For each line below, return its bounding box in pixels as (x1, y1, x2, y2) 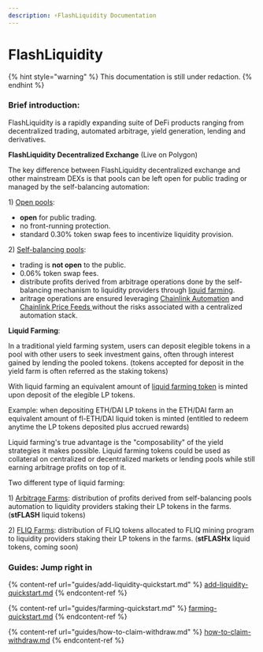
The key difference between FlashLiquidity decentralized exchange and (8, 165, 241, 175)
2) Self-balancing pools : (8, 244, 87, 254)
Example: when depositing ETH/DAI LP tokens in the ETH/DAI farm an (8, 405, 234, 415)
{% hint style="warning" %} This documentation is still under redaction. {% (8, 72, 253, 81)
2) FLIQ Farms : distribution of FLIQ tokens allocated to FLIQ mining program (8, 525, 254, 534)
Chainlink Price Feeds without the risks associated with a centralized (19, 302, 243, 311)
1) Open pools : (8, 197, 55, 206)
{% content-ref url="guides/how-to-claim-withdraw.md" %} (8, 628, 203, 637)
